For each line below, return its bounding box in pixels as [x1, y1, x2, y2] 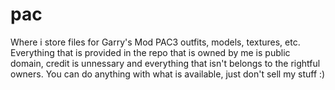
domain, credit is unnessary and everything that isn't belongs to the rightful [10, 57, 321, 69]
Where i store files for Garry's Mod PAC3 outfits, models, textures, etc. [10, 36, 301, 48]
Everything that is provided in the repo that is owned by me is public [10, 46, 291, 58]
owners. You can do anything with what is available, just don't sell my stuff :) [10, 68, 326, 80]
